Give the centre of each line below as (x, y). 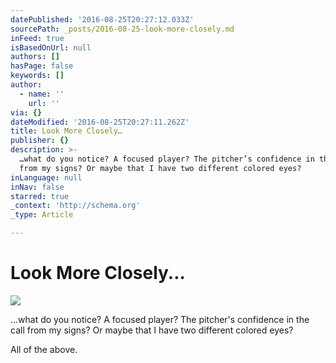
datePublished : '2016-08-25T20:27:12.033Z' (102, 19)
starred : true (40, 196)
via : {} (26, 112)
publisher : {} (40, 141)
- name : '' (42, 94)
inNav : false (37, 187)
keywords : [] (37, 76)
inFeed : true (37, 38)
